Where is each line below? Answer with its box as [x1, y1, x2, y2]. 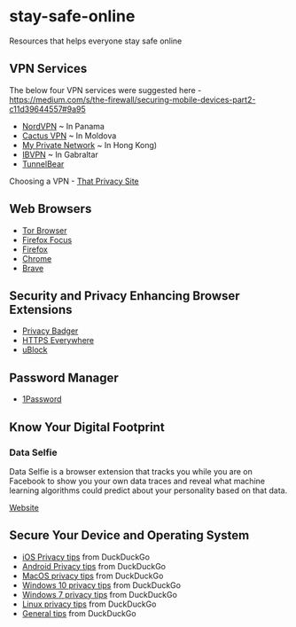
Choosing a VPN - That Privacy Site [9, 176, 139, 186]
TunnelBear [21, 158, 65, 169]
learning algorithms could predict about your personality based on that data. [9, 485, 288, 496]
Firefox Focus [21, 234, 73, 245]
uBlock [21, 344, 48, 356]
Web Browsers [9, 201, 92, 216]
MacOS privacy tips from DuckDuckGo [21, 570, 164, 581]
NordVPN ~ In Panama [21, 121, 105, 131]
